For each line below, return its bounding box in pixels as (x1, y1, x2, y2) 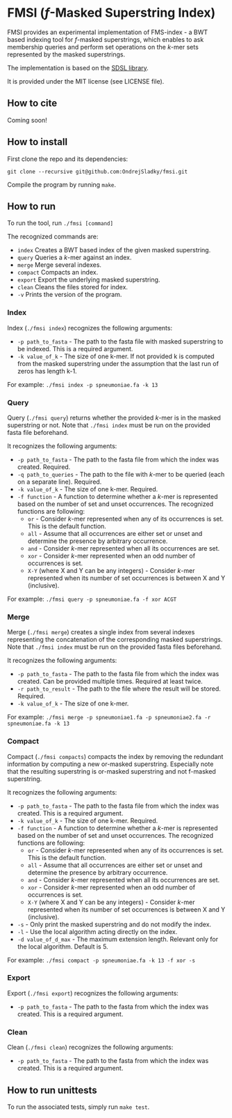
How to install (7, 136, 68, 148)
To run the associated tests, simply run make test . (7, 1103, 150, 1111)
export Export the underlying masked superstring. (17, 275, 160, 284)
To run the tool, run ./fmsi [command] (7, 219, 113, 227)
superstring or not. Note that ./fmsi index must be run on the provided (7, 420, 210, 429)
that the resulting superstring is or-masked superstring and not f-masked (7, 767, 217, 775)
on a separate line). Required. (17, 477, 102, 486)
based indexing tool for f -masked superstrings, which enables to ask (7, 35, 204, 43)
